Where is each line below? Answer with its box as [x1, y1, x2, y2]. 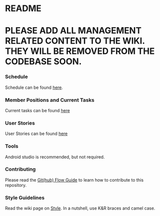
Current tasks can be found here [5, 107, 70, 113]
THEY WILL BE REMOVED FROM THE [5, 46, 155, 57]
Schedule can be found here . [5, 84, 63, 90]
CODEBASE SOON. [5, 56, 82, 67]
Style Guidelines [5, 194, 45, 201]
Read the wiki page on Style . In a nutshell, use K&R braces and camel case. [5, 205, 156, 211]
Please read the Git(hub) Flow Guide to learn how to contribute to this [5, 177, 144, 183]
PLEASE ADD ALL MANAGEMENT [5, 25, 142, 36]
